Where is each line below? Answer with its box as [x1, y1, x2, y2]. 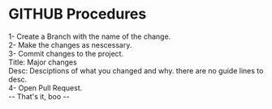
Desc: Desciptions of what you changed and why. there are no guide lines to [8, 65, 264, 75]
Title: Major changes [8, 57, 77, 67]
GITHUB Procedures [8, 5, 147, 23]
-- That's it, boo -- [8, 91, 71, 101]
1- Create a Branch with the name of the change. [8, 31, 171, 41]
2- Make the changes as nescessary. [8, 40, 132, 49]
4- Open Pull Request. [8, 82, 83, 93]
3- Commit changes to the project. [8, 48, 124, 58]
